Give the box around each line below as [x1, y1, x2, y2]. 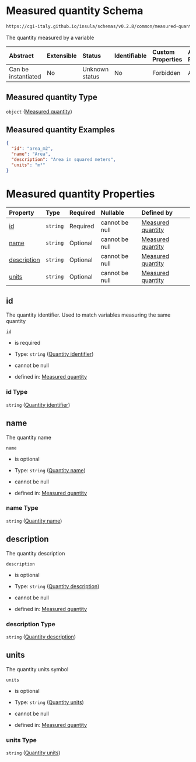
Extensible [46, 52, 77, 60]
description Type [6, 620, 55, 628]
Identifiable [114, 52, 147, 60]
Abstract [9, 52, 34, 60]
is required [14, 339, 41, 346]
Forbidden [152, 68, 181, 77]
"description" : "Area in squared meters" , [11, 157, 116, 163]
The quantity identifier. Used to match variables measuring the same [6, 311, 171, 318]
